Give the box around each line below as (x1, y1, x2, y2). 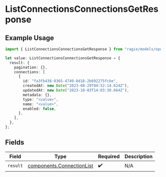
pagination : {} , (14, 65, 48, 70)
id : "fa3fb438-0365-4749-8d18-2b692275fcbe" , (23, 79, 119, 84)
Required (98, 153, 120, 160)
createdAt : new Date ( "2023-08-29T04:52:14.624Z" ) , (23, 83, 129, 88)
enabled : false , (23, 106, 56, 111)
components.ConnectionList (28, 162, 93, 169)
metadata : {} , (23, 92, 52, 97)
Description (124, 153, 153, 160)
